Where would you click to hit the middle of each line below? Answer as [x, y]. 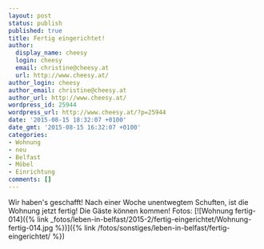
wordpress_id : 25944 [43, 105]
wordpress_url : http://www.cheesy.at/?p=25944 [87, 113]
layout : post [30, 16]
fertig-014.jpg [31, 227]
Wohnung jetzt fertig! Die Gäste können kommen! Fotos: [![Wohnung [121, 211]
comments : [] [30, 180]
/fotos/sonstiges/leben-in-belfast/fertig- [164, 227]
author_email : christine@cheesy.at [68, 90]
